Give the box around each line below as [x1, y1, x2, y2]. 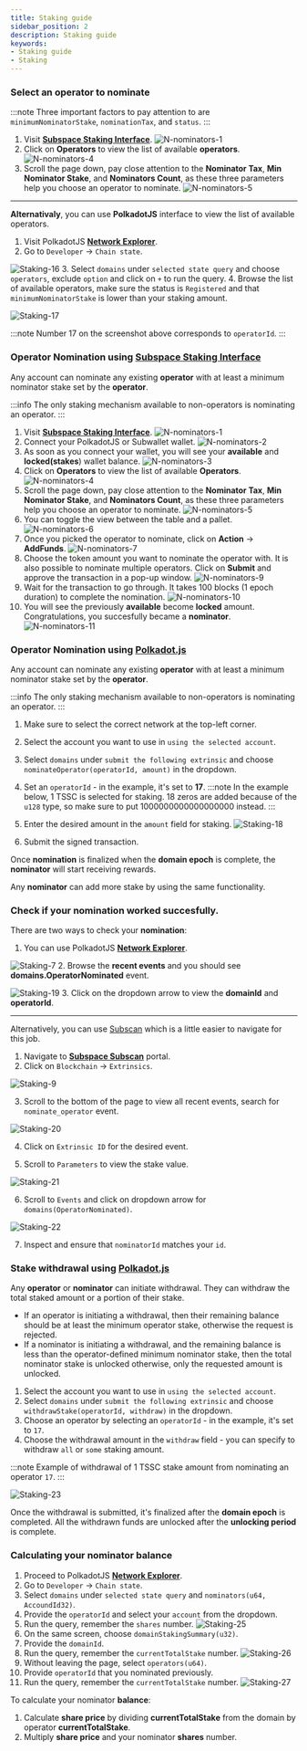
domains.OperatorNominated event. [10, 970, 149, 981]
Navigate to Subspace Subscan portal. [23, 1051, 171, 1062]
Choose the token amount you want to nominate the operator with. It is [23, 552, 289, 563]
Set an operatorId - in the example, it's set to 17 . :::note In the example [23, 781, 290, 792]
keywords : [10, 38, 48, 48]
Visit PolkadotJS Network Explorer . [23, 236, 159, 247]
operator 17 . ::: [10, 1472, 65, 1483]
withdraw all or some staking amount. [23, 1444, 165, 1455]
